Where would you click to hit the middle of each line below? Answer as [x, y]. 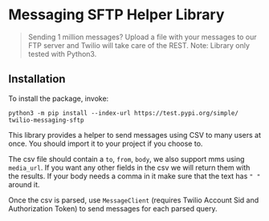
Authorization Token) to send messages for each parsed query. [113, 208]
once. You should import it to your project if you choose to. [106, 143]
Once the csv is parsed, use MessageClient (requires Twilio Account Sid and [134, 200]
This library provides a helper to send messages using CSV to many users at [134, 135]
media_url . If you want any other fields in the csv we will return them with [129, 167]
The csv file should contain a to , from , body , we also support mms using [126, 159]
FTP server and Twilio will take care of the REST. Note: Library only [139, 45]
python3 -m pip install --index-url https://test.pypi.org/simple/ [124, 113]
